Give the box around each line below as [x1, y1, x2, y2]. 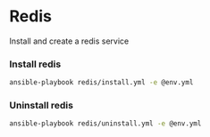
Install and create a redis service [9, 36, 130, 46]
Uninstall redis [9, 100, 74, 112]
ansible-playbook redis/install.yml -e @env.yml [9, 78, 194, 87]
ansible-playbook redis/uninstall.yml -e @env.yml [9, 119, 202, 128]
